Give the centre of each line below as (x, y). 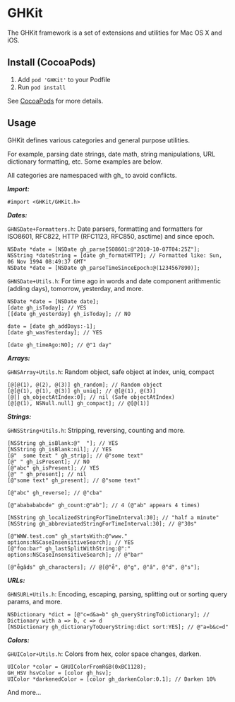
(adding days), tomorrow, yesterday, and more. (76, 288)
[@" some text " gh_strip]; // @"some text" (75, 455)
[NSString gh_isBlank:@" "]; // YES (63, 443)
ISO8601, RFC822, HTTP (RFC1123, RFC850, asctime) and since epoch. (111, 236)
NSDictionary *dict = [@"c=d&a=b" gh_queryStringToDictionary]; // (109, 614)
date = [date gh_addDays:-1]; (52, 326)
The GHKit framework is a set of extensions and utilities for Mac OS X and (115, 33)
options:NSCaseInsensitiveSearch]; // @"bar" (75, 555)
